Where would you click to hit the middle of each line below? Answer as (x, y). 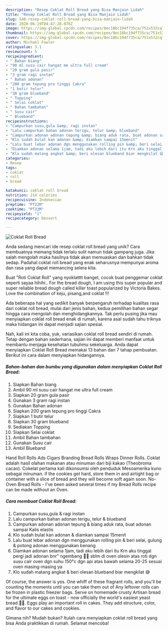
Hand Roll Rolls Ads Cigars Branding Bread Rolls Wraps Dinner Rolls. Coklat (83, 458)
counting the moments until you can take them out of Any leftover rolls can (82, 587)
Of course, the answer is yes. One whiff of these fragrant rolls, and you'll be (84, 582)
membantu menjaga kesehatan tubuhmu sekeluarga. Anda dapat (72, 344)
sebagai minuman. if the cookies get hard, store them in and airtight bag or (82, 474)
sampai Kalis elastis (33, 530)
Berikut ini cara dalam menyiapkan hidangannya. (56, 355)
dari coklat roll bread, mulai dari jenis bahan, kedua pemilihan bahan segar (82, 309)
